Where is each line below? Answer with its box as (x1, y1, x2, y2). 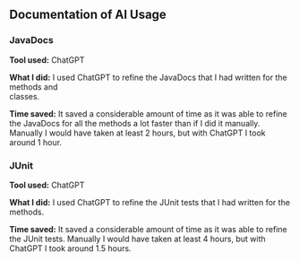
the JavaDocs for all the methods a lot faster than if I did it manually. (9, 117, 261, 128)
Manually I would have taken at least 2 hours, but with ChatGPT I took (9, 127, 266, 138)
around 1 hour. (9, 136, 63, 147)
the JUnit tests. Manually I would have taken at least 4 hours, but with (9, 233, 266, 244)
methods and (9, 81, 58, 92)
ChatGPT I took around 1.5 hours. (9, 242, 132, 254)
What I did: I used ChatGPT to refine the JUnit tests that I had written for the (9, 196, 291, 207)
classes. (9, 91, 40, 101)
